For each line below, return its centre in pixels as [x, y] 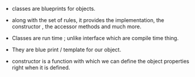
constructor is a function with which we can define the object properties [100, 61]
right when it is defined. [41, 67]
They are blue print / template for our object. [66, 50]
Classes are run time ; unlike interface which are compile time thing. [95, 38]
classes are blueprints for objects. [53, 9]
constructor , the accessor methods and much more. [77, 27]
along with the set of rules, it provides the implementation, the [88, 20]
